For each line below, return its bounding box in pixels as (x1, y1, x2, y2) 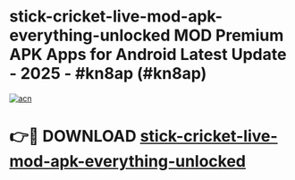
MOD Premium (173, 25, 284, 46)
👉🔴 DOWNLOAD (9, 126, 137, 147)
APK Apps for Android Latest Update (9, 45, 287, 64)
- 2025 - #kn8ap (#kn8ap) (9, 64, 207, 84)
